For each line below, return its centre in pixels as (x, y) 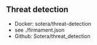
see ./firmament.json (39, 30)
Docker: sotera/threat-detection (53, 23)
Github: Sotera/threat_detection (52, 36)
